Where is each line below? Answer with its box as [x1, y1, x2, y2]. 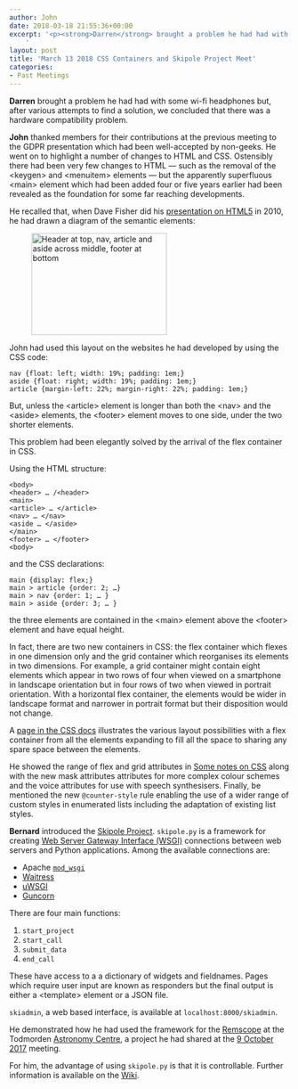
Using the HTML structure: [9, 463, 107, 473]
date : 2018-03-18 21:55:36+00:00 [9, 21, 133, 30]
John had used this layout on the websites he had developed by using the [9, 342, 279, 353]
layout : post [9, 46, 58, 55]
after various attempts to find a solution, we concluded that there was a [9, 104, 271, 116]
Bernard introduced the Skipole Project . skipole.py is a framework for [9, 825, 267, 836]
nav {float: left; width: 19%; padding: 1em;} [9, 369, 185, 378]
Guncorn [21, 890, 55, 901]
